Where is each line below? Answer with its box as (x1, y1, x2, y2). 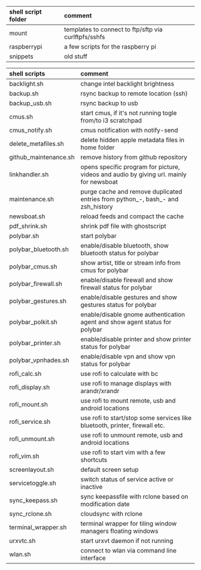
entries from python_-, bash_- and (80, 195, 179, 203)
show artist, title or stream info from (80, 259, 181, 267)
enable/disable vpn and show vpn (80, 352, 175, 360)
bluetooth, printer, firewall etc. (80, 421, 165, 429)
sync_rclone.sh (9, 509, 52, 518)
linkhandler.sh (9, 170, 49, 179)
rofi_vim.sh (9, 452, 40, 460)
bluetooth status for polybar (80, 249, 159, 257)
